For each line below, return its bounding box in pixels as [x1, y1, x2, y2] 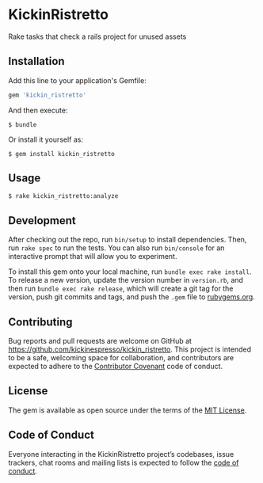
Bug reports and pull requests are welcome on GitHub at [8, 337, 192, 346]
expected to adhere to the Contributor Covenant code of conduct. [8, 362, 223, 371]
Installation [8, 55, 65, 68]
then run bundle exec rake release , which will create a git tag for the [8, 283, 234, 294]
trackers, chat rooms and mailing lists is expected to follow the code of [8, 458, 239, 467]
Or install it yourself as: [8, 135, 83, 144]
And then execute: [8, 105, 68, 115]
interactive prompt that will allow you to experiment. [8, 252, 177, 261]
